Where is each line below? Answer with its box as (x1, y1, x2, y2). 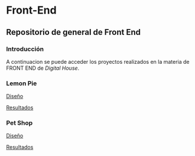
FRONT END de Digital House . (6, 64, 80, 71)
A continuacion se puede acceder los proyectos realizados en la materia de (6, 58, 190, 65)
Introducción (6, 45, 44, 53)
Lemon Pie (6, 79, 37, 87)
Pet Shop (6, 119, 33, 127)
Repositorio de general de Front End (6, 27, 141, 37)
